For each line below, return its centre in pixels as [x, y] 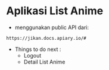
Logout [32, 55]
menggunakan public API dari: [52, 27]
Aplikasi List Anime [55, 11]
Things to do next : [38, 49]
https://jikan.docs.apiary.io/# [46, 38]
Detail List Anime [44, 62]
